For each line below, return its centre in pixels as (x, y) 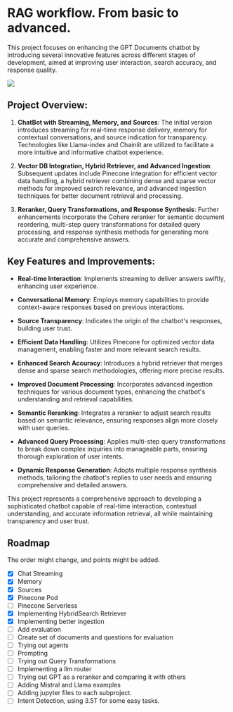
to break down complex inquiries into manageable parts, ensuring (112, 449)
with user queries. (44, 427)
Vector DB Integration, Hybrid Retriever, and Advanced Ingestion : (114, 165)
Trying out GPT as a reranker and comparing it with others (101, 677)
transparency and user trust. (48, 521)
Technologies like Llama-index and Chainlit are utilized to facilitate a (115, 144)
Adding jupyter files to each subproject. (74, 693)
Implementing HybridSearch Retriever (72, 613)
